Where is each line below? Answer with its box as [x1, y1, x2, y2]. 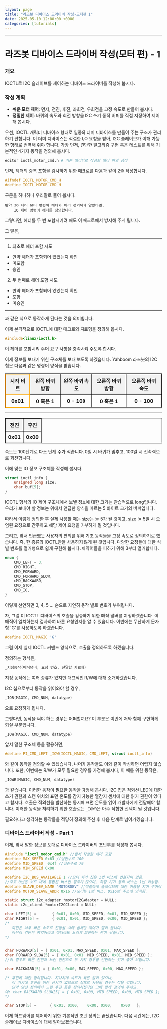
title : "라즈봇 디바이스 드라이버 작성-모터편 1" [5, 12, 93, 17]
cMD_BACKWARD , [14, 578, 43, 584]
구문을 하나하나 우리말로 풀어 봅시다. [5, 192, 76, 198]
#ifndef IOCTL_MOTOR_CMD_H [5, 178, 61, 183]
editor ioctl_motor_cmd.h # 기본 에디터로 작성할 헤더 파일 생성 [5, 158, 128, 163]
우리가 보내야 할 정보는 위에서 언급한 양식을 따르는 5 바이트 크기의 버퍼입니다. [5, 505, 155, 511]
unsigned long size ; [14, 480, 57, 485]
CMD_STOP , [14, 583, 35, 588]
